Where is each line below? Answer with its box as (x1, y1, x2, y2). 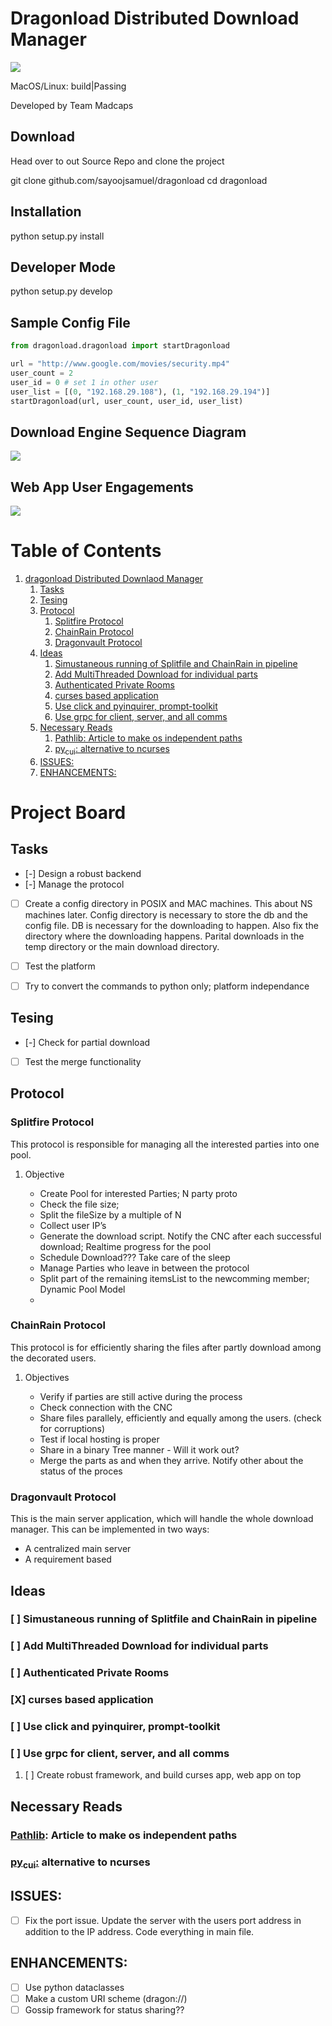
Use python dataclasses (24, 1981, 125, 1993)
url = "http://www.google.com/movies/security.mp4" (10, 359, 230, 369)
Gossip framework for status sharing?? (24, 2003, 185, 2016)
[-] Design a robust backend (24, 867, 142, 879)
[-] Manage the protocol (24, 878, 125, 890)
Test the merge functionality (24, 1055, 142, 1067)
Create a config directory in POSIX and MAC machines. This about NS (24, 897, 313, 909)
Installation (10, 203, 82, 221)
